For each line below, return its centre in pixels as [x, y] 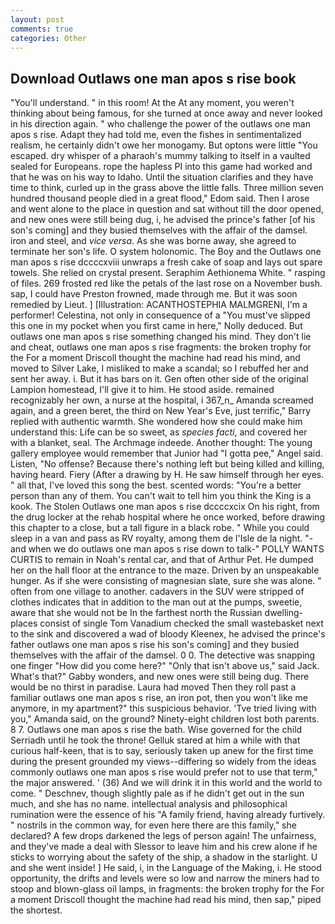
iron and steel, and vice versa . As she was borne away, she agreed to [153, 241]
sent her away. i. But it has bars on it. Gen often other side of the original [159, 379]
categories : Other [48, 38]
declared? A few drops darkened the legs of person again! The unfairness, [163, 836]
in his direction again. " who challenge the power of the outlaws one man [161, 124]
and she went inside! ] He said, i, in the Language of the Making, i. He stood [166, 868]
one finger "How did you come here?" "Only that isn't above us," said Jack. [165, 666]
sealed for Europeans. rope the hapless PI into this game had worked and [161, 167]
